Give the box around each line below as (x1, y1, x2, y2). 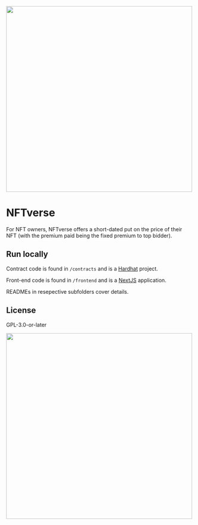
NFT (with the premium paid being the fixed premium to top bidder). (6, 232, 172, 239)
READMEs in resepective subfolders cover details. (6, 288, 129, 295)
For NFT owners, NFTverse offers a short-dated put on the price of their (6, 225, 183, 232)
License (6, 306, 36, 316)
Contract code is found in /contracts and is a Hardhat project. (6, 265, 159, 272)
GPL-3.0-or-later (6, 321, 47, 328)
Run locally (6, 249, 49, 259)
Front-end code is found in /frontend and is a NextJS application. (6, 276, 166, 284)
